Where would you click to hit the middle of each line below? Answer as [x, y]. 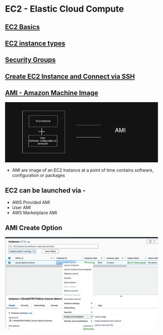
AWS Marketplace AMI [34, 212]
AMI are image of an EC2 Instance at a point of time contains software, [83, 170]
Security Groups [30, 60]
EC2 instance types [35, 43]
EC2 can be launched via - [45, 191]
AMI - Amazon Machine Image [52, 93]
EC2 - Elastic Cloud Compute [65, 9]
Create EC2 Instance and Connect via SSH [70, 76]
